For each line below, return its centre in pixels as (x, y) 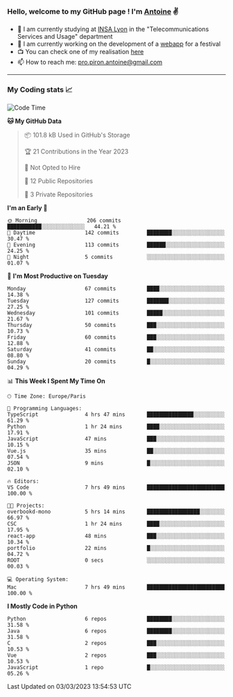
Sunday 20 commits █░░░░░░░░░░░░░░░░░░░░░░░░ (116, 361)
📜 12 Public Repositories (59, 180)
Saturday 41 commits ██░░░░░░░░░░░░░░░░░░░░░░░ (116, 349)
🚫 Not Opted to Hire (52, 167)
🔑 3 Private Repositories (59, 194)
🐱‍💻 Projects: (26, 505)
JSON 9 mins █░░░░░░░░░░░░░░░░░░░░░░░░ (116, 463)
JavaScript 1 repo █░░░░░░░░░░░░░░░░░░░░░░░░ (116, 667)
